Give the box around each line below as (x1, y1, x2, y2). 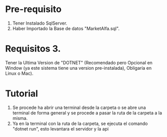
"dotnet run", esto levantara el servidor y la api (12, 125, 109, 131)
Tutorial (5, 88, 39, 99)
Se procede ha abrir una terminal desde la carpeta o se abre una (12, 104, 146, 110)
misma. (12, 115, 28, 121)
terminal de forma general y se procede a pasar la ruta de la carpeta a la (12, 109, 162, 116)
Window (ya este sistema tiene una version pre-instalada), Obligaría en (5, 65, 152, 71)
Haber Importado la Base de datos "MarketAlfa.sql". (12, 25, 120, 31)
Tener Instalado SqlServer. (12, 20, 68, 26)
